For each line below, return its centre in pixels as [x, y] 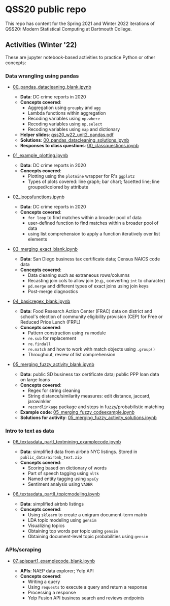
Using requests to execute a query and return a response [88, 587]
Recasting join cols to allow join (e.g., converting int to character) [97, 281]
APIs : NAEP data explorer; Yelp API [57, 571]
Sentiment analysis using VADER [60, 484]
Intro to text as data [30, 431]
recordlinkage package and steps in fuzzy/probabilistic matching [96, 407]
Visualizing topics [46, 525]
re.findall [39, 344]
